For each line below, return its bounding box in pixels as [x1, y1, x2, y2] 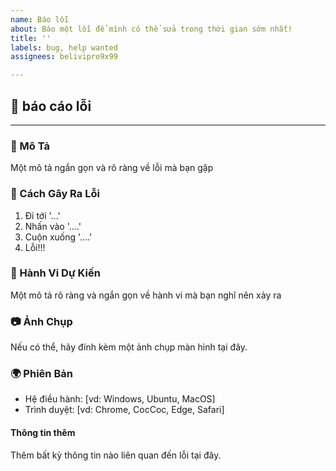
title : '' [10, 33, 52, 43]
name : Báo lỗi [10, 14, 70, 25]
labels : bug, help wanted [10, 42, 118, 53]
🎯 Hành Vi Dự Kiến [10, 266, 101, 280]
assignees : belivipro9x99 [10, 52, 118, 62]
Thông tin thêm [10, 427, 76, 439]
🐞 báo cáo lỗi [10, 97, 92, 115]
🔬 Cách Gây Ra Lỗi [10, 187, 100, 201]
